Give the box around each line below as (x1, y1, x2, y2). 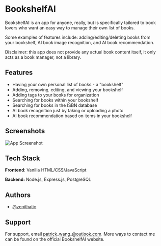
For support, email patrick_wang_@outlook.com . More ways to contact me (5, 231, 156, 237)
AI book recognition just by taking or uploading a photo (12, 107, 124, 113)
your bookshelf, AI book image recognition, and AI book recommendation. (5, 39, 155, 45)
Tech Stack (5, 154, 40, 162)
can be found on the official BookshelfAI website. (5, 236, 105, 242)
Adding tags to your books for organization (12, 92, 99, 98)
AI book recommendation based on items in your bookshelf (12, 113, 133, 119)
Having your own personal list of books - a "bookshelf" (12, 81, 124, 87)
